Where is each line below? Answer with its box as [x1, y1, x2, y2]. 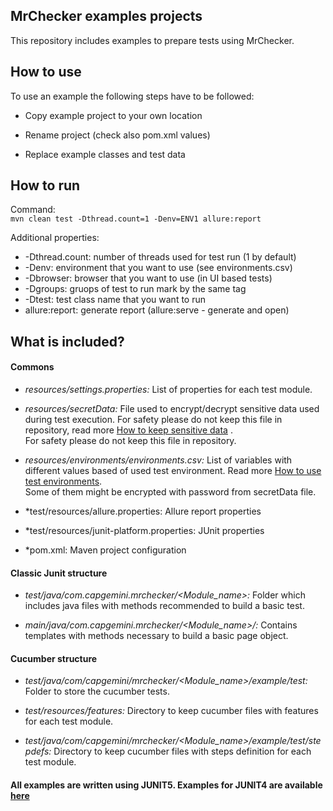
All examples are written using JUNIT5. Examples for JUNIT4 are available [10, 779, 323, 791]
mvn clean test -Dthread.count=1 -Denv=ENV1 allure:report [10, 214, 262, 224]
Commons [10, 361, 55, 373]
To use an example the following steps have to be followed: [10, 90, 255, 102]
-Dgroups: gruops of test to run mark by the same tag [24, 283, 247, 295]
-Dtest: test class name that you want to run [24, 294, 207, 306]
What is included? [10, 333, 125, 350]
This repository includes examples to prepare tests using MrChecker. [10, 34, 295, 46]
